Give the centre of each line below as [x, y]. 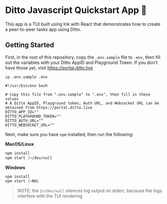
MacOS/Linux [20, 144]
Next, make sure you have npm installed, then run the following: [69, 134]
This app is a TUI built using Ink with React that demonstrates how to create [83, 24]
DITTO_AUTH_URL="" [24, 120]
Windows [15, 167]
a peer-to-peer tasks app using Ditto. [43, 29]
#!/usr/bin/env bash [27, 85]
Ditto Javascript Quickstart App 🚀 [76, 10]
